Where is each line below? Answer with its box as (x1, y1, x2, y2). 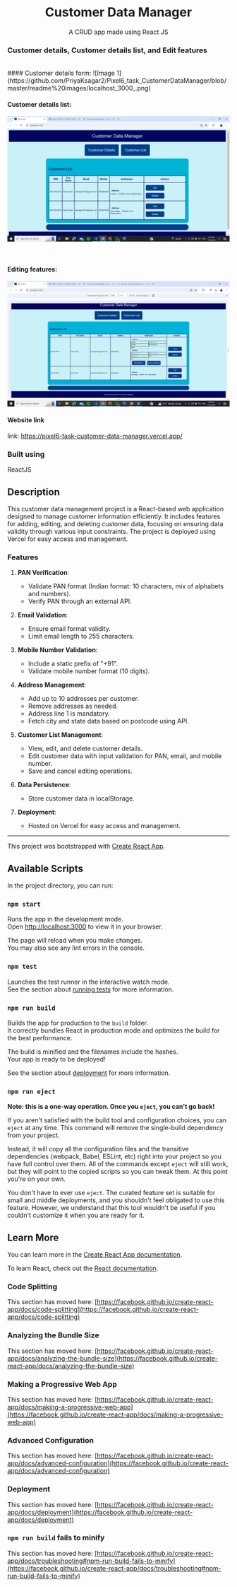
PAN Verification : (17, 569, 69, 577)
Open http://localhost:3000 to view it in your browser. (7, 922, 164, 931)
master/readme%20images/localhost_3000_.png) (7, 84, 152, 93)
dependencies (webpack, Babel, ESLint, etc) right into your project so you (7, 1152, 222, 1161)
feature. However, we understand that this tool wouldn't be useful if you (7, 1204, 216, 1212)
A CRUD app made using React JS (68, 28, 169, 36)
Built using (7, 449, 45, 459)
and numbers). (28, 590, 71, 598)
